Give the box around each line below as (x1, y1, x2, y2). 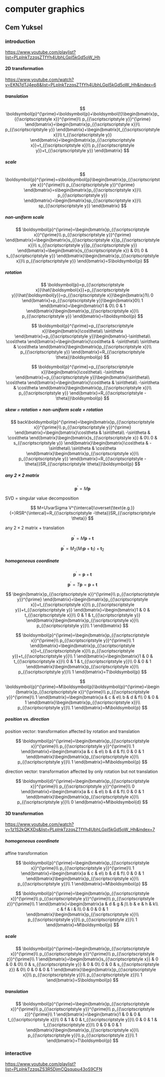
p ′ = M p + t (71, 534, 94, 541)
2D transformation (5, 66, 44, 72)
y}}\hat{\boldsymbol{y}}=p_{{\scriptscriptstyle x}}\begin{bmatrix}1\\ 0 (11, 292, 154, 298)
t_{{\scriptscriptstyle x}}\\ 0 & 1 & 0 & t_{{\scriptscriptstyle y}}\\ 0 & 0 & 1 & (7, 1017, 158, 1023)
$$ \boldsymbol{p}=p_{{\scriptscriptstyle (41, 281, 124, 287)
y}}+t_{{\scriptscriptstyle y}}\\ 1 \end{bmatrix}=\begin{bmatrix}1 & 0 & (12, 653, 153, 659)
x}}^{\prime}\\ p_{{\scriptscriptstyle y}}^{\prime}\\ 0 (30, 783, 135, 789)
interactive (5, 1050, 32, 1057)
